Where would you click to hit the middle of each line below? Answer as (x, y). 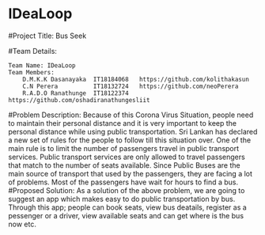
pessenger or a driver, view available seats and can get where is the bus (126, 215)
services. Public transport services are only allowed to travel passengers (127, 157)
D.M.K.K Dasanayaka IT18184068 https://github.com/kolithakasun (136, 79)
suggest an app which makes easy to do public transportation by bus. (122, 199)
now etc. (23, 224)
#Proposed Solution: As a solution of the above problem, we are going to (127, 190)
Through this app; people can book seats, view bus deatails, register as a (127, 207)
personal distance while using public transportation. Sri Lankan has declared (133, 131)
